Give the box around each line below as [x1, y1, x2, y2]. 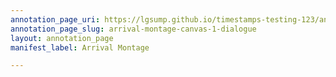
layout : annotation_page [10, 33, 114, 43]
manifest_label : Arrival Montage [10, 42, 150, 53]
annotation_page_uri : [10, 14, 101, 25]
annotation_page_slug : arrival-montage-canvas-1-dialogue [10, 24, 257, 34]
